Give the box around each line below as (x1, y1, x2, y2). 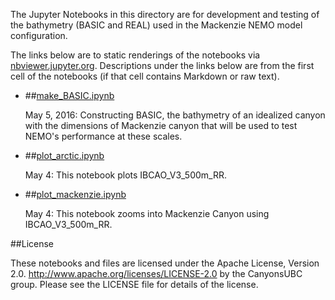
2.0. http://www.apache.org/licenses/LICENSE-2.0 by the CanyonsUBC (10, 268, 303, 279)
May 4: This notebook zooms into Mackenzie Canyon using (24, 208, 270, 219)
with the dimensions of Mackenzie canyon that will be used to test (24, 120, 298, 131)
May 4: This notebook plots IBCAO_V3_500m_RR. (24, 169, 228, 181)
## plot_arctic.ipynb (24, 150, 105, 161)
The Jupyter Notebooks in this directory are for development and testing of (10, 9, 320, 20)
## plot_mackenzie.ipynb (24, 189, 127, 200)
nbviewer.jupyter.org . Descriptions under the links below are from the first (10, 60, 315, 71)
